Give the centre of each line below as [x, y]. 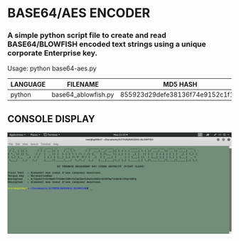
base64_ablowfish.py [83, 95]
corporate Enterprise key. [53, 53]
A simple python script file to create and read [87, 36]
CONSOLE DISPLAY [51, 119]
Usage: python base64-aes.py [52, 68]
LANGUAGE [28, 84]
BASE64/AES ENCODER [79, 13]
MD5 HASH [180, 84]
